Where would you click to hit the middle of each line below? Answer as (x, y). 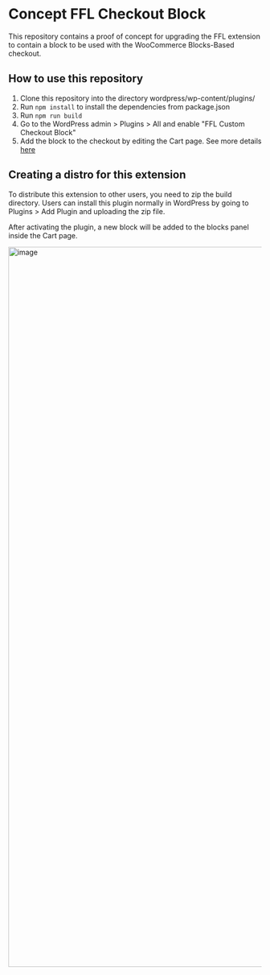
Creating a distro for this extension (97, 175)
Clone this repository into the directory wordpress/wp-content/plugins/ (137, 98)
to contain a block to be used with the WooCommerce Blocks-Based (121, 44)
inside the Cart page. (43, 235)
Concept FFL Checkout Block (107, 14)
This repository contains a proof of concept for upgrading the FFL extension (135, 36)
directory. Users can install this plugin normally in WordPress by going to (129, 203)
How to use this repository (76, 78)
